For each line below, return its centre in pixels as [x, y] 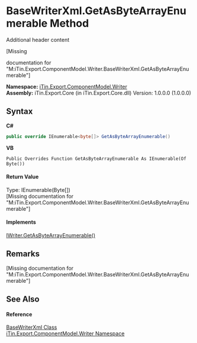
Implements [21, 222]
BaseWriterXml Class [32, 327]
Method [70, 23]
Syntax [20, 111]
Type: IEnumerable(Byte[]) [38, 190]
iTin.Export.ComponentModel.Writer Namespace [65, 334]
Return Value [22, 177]
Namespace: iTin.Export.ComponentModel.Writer [67, 86]
